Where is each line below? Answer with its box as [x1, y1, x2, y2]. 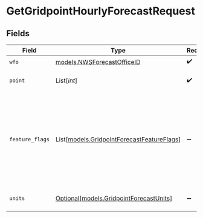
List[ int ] [55, 77, 78, 85]
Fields [6, 28, 30, 39]
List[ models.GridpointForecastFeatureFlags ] [55, 135, 181, 143]
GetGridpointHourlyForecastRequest [6, 4, 195, 18]
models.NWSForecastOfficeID [55, 57, 141, 66]
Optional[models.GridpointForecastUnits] [55, 194, 173, 202]
